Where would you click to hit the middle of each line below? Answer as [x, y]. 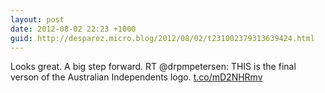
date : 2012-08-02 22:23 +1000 [73, 29]
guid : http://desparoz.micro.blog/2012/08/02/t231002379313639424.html [162, 38]
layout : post [37, 19]
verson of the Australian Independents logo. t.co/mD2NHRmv [136, 77]
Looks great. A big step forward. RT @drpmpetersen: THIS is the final [153, 67]
